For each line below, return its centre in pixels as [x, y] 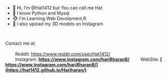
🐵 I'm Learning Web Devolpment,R [49, 18]
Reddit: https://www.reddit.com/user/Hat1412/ [63, 54]
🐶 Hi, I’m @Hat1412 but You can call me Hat [57, 8]
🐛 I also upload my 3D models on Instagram [58, 24]
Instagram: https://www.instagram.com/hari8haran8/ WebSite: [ [89, 59]
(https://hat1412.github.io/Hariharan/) [46, 70]
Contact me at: [21, 43]
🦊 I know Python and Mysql [41, 13]
